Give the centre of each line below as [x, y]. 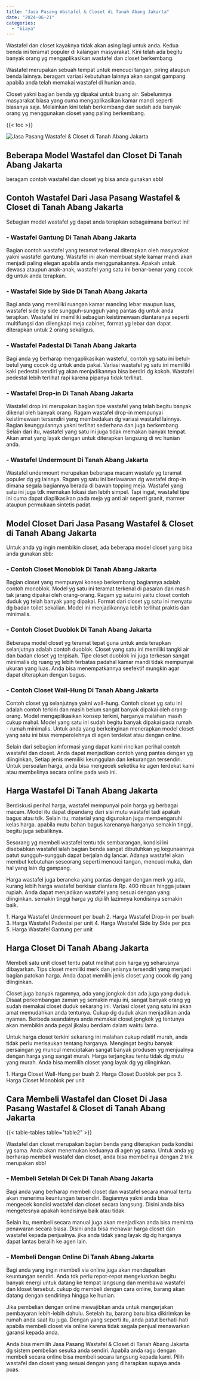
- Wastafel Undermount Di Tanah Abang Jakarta [77, 460]
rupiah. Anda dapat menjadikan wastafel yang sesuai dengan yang [88, 892]
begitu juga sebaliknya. [35, 831]
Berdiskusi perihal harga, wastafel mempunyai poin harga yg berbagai [92, 805]
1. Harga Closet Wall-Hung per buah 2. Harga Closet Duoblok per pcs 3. [94, 1074]
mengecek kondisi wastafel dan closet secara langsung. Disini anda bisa [95, 1204]
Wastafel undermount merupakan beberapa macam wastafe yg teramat [94, 473]
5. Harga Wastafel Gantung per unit [50, 929]
